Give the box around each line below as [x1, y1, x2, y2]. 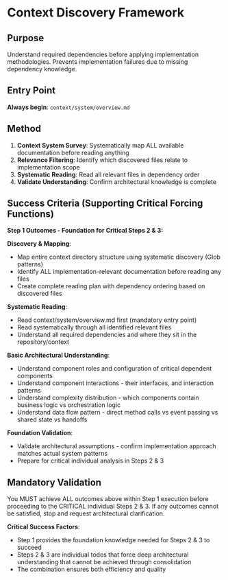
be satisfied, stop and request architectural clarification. [7, 509, 165, 518]
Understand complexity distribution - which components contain [16, 393, 200, 402]
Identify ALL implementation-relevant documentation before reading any [16, 268, 221, 276]
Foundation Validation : [7, 429, 73, 437]
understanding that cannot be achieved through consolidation [16, 558, 192, 566]
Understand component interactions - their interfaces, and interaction [16, 379, 214, 387]
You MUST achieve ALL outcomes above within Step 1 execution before [7, 495, 209, 503]
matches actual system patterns [16, 450, 108, 458]
